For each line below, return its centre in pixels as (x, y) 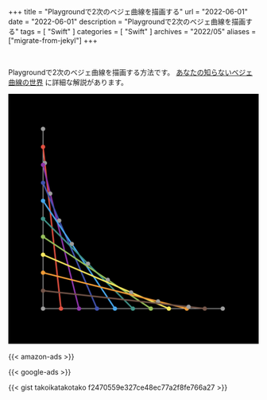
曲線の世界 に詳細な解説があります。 (68, 82)
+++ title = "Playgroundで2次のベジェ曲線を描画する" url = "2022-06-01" (128, 12)
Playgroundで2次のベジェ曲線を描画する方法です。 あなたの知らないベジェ (130, 72)
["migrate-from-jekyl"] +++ (53, 41)
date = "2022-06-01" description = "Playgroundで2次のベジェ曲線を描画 (127, 21)
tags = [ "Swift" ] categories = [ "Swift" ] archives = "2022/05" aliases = (138, 31)
